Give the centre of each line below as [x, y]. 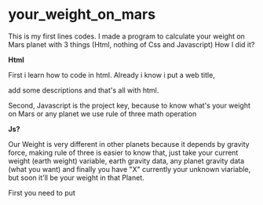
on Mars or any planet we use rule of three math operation [102, 113]
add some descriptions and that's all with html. [84, 90]
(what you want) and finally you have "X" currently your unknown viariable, [130, 169]
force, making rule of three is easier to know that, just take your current [123, 152]
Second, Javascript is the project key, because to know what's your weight [130, 105]
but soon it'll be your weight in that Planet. [77, 178]
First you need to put [42, 192]
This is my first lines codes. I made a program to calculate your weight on [127, 36]
